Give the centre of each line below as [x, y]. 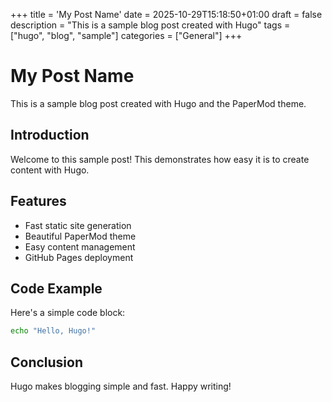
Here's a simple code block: [68, 313]
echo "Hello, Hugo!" [53, 331]
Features [38, 201]
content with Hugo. [50, 170]
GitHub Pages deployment [79, 257]
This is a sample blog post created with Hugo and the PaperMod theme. [158, 103]
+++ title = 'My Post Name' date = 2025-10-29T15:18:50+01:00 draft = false [166, 14]
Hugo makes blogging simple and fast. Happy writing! [121, 386]
